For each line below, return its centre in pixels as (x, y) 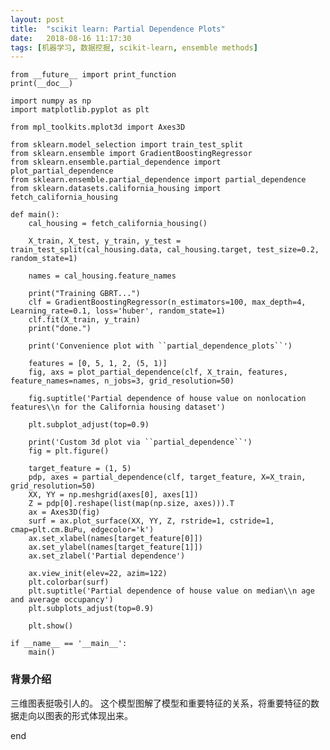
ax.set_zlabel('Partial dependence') (107, 556)
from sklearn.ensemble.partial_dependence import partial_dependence (158, 180)
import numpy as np (51, 101)
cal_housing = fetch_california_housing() (118, 224)
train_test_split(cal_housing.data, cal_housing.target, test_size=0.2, (165, 250)
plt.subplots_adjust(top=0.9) (91, 609)
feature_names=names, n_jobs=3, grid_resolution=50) (122, 381)
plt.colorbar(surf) (69, 582)
